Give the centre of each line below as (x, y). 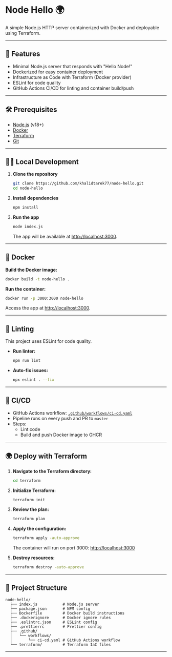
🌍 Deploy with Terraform (46, 456)
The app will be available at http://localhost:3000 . (65, 236)
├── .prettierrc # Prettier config (56, 627)
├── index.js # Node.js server (55, 604)
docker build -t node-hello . (38, 279)
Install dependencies (36, 198)
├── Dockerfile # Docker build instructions (67, 613)
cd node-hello (28, 188)
